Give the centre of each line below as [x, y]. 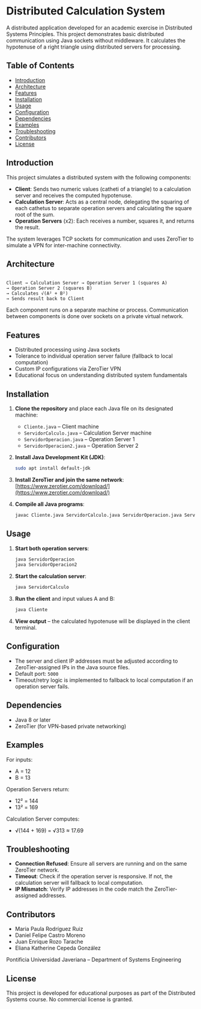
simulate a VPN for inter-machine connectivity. [64, 245]
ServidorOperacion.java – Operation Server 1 [79, 439]
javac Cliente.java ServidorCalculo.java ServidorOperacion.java [98, 515]
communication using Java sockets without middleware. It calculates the [96, 40]
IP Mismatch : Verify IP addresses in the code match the [84, 889]
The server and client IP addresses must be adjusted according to [96, 661]
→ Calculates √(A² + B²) [37, 294]
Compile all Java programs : [50, 504]
